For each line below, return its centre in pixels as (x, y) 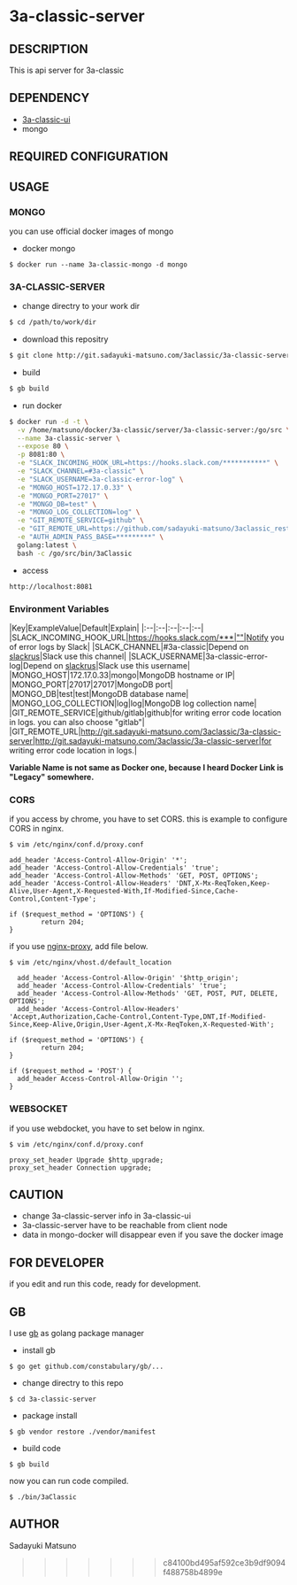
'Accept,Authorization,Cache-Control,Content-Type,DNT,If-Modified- (138, 1017)
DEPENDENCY (49, 98)
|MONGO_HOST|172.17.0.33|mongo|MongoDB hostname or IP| (122, 675)
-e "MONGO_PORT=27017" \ (63, 496)
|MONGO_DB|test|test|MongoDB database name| (99, 693)
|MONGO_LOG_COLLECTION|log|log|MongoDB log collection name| (133, 703)
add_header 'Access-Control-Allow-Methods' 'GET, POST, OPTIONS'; (134, 876)
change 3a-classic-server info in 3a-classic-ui (107, 1216)
